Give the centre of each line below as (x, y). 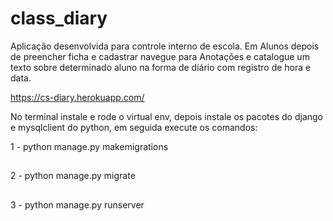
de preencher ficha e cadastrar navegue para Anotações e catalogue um (160, 56)
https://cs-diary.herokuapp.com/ (77, 97)
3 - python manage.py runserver (77, 204)
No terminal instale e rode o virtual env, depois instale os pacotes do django (166, 116)
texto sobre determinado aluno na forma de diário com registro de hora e (161, 67)
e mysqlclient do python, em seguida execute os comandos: (134, 127)
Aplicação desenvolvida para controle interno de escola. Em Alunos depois (165, 46)
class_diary (59, 18)
